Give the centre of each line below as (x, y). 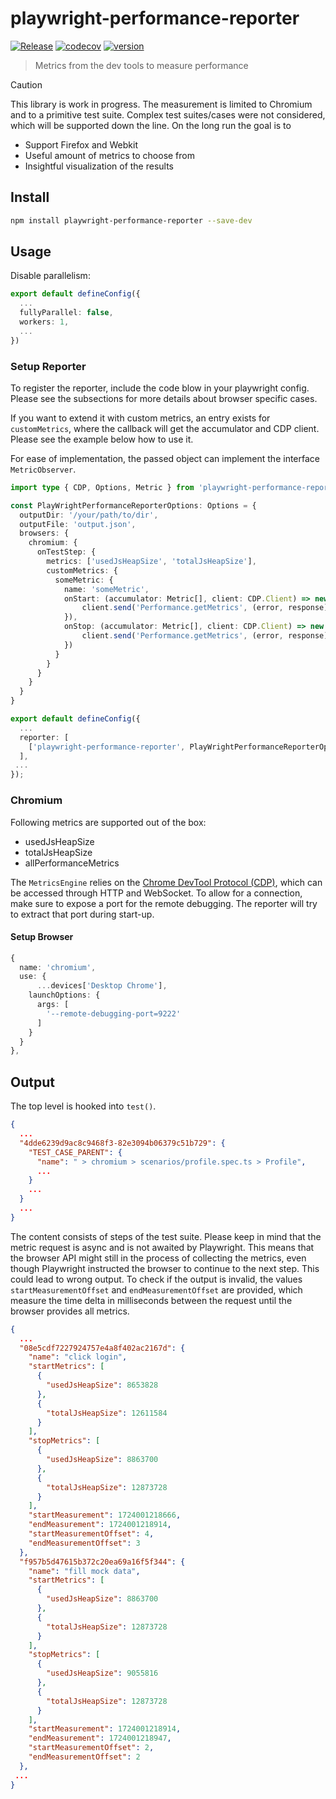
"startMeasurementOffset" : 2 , (91, 1748)
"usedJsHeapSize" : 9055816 (102, 1673)
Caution (26, 84)
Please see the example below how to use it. (102, 439)
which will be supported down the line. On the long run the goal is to (151, 125)
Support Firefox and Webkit (81, 144)
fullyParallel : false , (66, 313)
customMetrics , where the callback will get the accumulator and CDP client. (165, 428)
